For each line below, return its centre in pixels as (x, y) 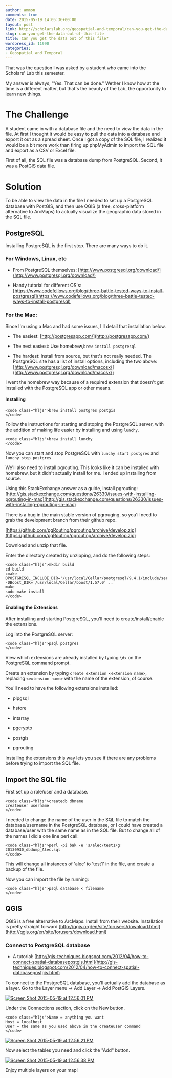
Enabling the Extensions (31, 607)
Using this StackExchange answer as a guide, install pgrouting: (72, 488)
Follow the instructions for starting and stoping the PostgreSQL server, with (84, 424)
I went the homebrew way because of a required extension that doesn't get (84, 382)
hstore (19, 708)
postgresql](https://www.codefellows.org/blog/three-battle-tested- (83, 296)
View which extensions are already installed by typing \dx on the (73, 658)
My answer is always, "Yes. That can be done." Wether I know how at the (82, 83)
